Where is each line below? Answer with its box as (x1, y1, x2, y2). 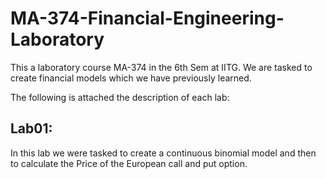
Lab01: (10, 120, 53, 137)
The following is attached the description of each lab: (10, 91, 230, 103)
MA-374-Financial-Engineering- (10, 7, 285, 30)
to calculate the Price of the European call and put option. (10, 157, 248, 169)
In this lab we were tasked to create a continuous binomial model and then (10, 147, 317, 159)
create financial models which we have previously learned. (10, 72, 252, 84)
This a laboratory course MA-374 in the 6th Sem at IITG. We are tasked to (10, 61, 313, 73)
